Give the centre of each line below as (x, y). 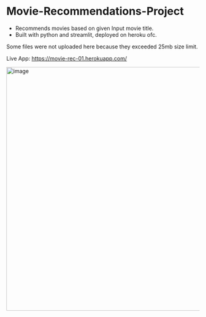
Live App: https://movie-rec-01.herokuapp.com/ (67, 58)
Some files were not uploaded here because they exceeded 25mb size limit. (102, 47)
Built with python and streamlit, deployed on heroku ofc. (86, 34)
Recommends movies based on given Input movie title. (84, 28)
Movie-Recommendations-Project (95, 11)
